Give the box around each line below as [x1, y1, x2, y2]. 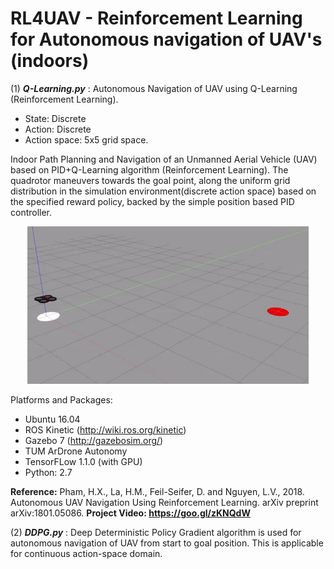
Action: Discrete [24, 123, 92, 135]
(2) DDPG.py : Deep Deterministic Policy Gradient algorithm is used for [10, 526, 302, 538]
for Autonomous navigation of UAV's [10, 28, 323, 51]
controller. [10, 206, 53, 218]
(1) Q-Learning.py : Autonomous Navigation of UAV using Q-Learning [10, 82, 298, 94]
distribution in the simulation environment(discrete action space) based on [10, 185, 317, 197]
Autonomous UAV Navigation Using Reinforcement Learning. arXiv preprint [10, 496, 319, 508]
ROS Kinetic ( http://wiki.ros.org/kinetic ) [24, 423, 187, 436]
